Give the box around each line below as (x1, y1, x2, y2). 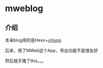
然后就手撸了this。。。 (5, 58, 46, 64)
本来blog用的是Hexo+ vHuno (5, 37, 61, 43)
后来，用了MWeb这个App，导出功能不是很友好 (5, 48, 98, 53)
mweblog (5, 3, 44, 14)
